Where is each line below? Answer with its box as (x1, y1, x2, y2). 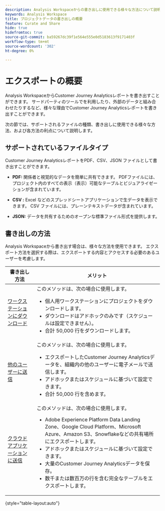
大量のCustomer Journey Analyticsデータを (45, 460, 145, 467)
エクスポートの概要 (5, 75, 82, 87)
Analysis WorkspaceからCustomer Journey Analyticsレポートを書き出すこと (5, 93, 160, 98)
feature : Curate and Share (5, 21, 60, 26)
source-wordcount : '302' (5, 44, 56, 49)
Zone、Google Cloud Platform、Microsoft (45, 423, 141, 430)
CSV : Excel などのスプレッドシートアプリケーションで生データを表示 (12, 197, 154, 203)
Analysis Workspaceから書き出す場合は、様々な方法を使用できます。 (5, 243, 145, 249)
